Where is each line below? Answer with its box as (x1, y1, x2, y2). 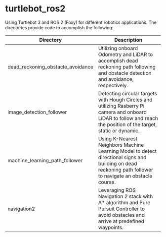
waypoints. (98, 224, 124, 231)
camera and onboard (98, 109, 147, 116)
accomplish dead (98, 57, 138, 64)
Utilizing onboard (98, 45, 138, 52)
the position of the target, (98, 121, 157, 128)
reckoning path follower (98, 166, 153, 173)
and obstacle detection (98, 69, 152, 76)
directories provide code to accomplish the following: (5, 24, 114, 30)
